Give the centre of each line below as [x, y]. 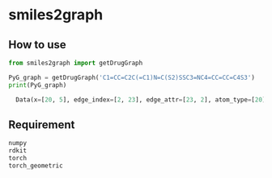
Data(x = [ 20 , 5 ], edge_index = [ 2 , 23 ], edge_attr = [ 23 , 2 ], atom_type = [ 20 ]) [142, 99]
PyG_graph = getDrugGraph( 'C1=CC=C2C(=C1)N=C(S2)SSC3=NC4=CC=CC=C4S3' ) [132, 77]
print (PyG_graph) [38, 85]
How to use [37, 45]
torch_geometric [36, 166]
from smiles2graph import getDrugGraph [76, 63]
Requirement [42, 124]
